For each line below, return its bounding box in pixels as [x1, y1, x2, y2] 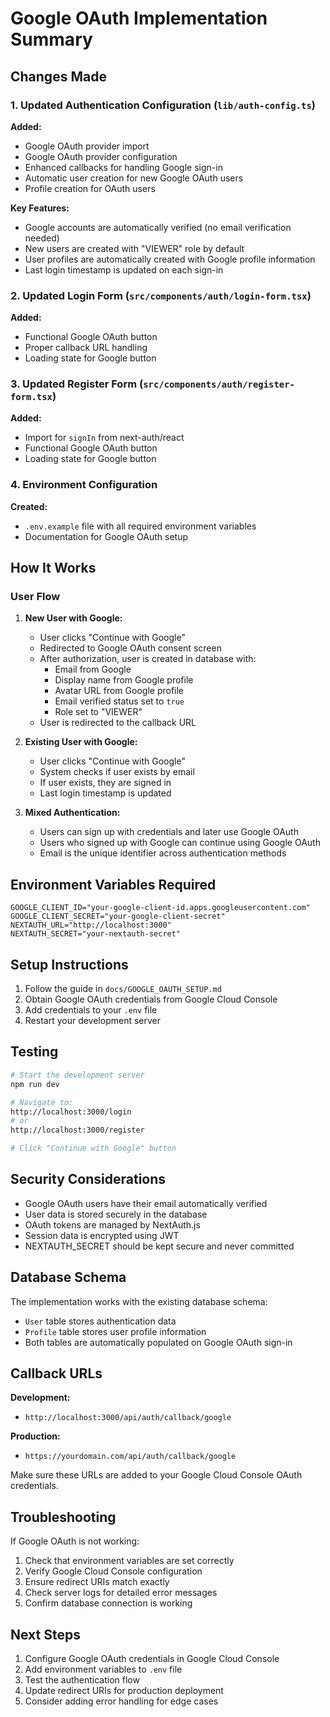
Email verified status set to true [54, 695, 185, 707]
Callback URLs [10, 1365, 103, 1382]
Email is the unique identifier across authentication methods [39, 847, 287, 859]
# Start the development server [10, 1070, 145, 1080]
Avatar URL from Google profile [54, 685, 185, 697]
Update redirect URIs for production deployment [24, 1685, 224, 1697]
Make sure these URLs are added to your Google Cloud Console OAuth [10, 1469, 303, 1481]
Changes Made [10, 68, 107, 85]
